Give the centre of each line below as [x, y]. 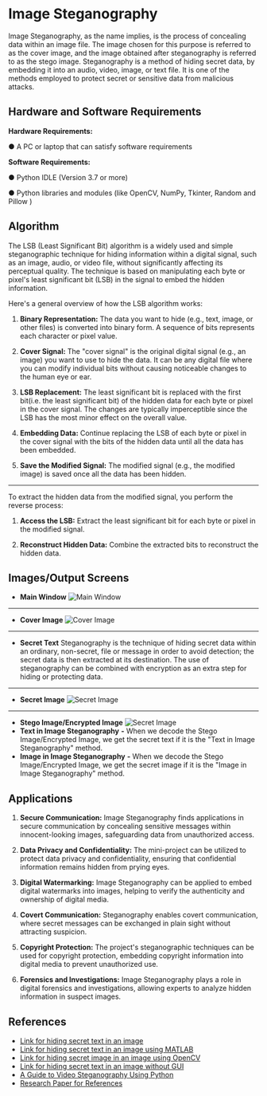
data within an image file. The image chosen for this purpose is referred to [130, 44]
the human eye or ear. [56, 376]
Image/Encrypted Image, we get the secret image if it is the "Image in [133, 765]
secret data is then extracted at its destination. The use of [114, 660]
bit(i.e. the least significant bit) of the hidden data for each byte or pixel [136, 400]
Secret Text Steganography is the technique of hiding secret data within [138, 643]
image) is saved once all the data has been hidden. [103, 473]
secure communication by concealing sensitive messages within [125, 827]
